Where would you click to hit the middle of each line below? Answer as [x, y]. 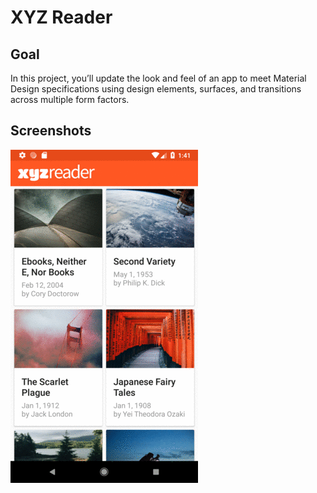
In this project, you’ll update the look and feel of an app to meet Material [158, 78]
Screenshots [51, 131]
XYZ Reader [61, 17]
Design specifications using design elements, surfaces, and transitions [156, 89]
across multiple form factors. [70, 99]
